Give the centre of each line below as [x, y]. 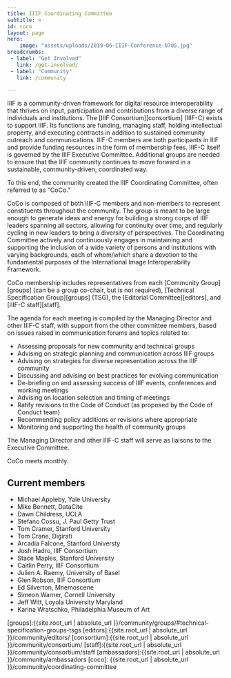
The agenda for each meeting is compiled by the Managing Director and [110, 318]
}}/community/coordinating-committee [62, 667]
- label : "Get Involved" [46, 59]
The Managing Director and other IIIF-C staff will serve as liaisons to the [109, 440]
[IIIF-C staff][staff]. [34, 305]
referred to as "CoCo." [39, 190]
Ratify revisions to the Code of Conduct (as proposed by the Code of [115, 405]
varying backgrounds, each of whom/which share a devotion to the [102, 255]
